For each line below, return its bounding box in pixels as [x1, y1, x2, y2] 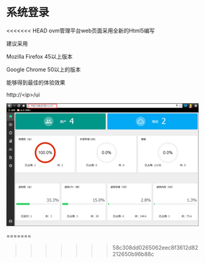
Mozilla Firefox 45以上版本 [6, 52, 73, 60]
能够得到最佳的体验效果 [6, 79, 65, 86]
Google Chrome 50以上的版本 [6, 65, 81, 73]
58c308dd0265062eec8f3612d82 [112, 243, 198, 251]
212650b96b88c [112, 250, 154, 258]
